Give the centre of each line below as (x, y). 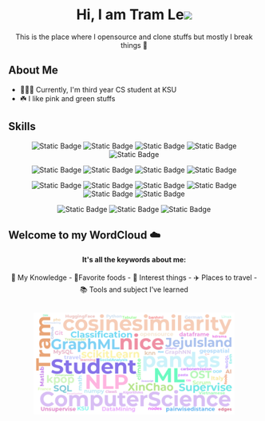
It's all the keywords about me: (134, 259)
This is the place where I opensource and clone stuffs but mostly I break (134, 37)
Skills (22, 126)
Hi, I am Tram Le (130, 15)
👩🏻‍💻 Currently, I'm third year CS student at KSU (98, 89)
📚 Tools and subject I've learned (134, 289)
